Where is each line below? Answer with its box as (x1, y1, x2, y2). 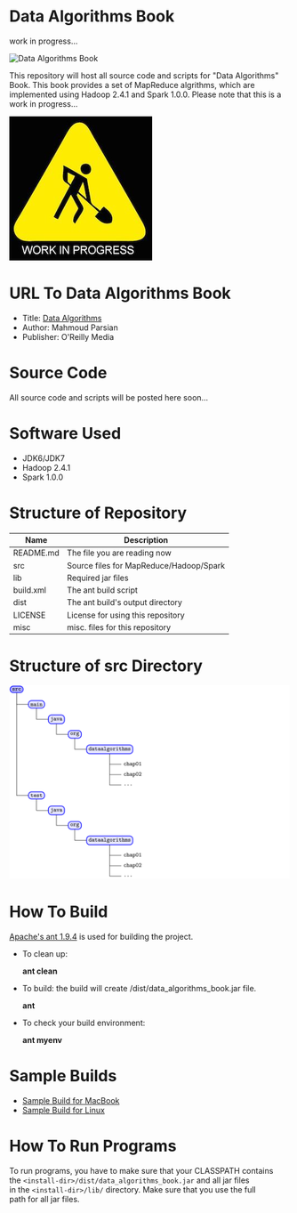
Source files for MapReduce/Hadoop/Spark (66, 560, 226, 570)
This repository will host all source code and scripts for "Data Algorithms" (9, 69, 279, 81)
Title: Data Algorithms (21, 312, 102, 323)
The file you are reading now (66, 547, 172, 558)
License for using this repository (66, 610, 185, 620)
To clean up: (21, 948, 68, 958)
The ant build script (66, 585, 138, 595)
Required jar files (66, 572, 129, 583)
